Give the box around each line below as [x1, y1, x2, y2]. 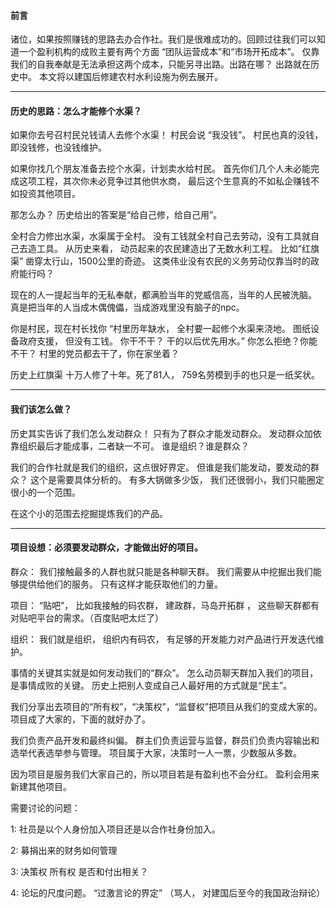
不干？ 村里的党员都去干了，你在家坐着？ [10, 348, 180, 360]
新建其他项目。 [10, 780, 72, 792]
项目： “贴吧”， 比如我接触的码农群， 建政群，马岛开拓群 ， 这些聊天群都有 [10, 599, 320, 611]
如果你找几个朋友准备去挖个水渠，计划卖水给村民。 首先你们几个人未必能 [10, 163, 311, 175]
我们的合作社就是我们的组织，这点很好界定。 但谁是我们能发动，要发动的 [10, 461, 311, 473]
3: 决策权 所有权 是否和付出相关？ [10, 865, 149, 877]
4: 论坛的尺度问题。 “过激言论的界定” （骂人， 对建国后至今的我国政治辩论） [10, 886, 326, 899]
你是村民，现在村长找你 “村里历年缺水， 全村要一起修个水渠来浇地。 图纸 [10, 323, 311, 335]
